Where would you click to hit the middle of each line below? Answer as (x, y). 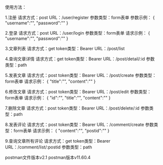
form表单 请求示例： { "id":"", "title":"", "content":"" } (58, 98)
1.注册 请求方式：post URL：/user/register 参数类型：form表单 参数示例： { (80, 18)
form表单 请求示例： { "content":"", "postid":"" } (61, 131)
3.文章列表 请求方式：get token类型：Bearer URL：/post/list (65, 48)
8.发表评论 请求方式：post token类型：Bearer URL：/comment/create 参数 (80, 125)
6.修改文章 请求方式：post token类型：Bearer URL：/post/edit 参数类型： (78, 92)
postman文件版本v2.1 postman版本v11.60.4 (48, 157)
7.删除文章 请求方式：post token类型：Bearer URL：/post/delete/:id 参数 (77, 108)
